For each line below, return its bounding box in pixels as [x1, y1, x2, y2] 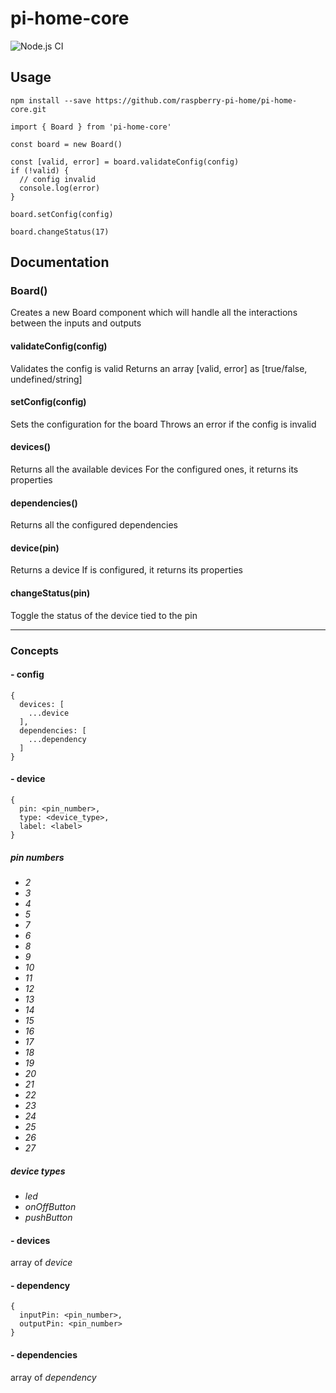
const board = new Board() [10, 139, 123, 149]
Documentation [10, 254, 110, 271]
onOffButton [24, 1200, 77, 1212]
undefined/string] [10, 373, 83, 385]
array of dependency [10, 1371, 97, 1383]
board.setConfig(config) [10, 209, 114, 219]
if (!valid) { [10, 165, 70, 176]
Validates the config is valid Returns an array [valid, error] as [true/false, [10, 362, 308, 374]
